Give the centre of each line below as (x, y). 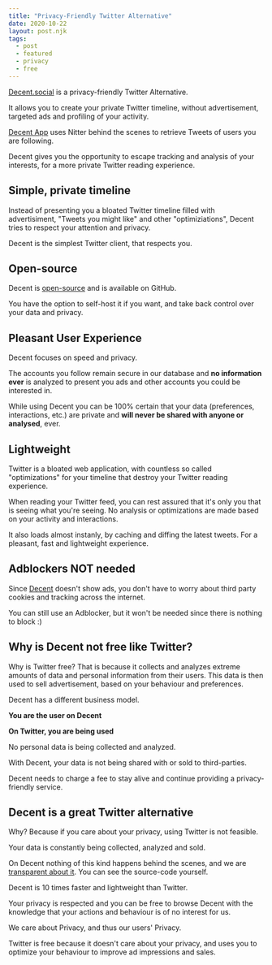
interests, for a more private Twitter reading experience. (102, 165)
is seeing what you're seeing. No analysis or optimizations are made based (134, 510)
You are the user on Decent (55, 715)
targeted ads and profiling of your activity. (79, 116)
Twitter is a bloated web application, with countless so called (110, 469)
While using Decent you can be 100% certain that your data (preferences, (132, 406)
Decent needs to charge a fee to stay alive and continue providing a (122, 778)
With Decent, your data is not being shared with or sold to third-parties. (128, 762)
